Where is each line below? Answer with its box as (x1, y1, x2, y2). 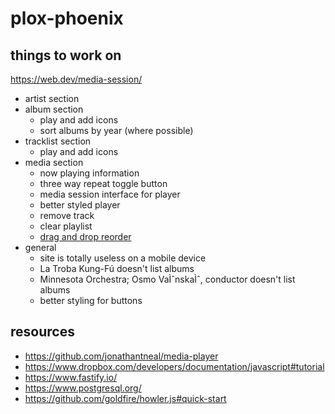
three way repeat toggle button (39, 178, 168, 189)
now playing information (39, 167, 140, 179)
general (24, 242, 57, 253)
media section (24, 157, 84, 168)
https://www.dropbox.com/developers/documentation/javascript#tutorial (24, 360, 325, 372)
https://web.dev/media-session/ (10, 73, 143, 85)
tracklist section (24, 135, 92, 147)
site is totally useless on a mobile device (39, 252, 207, 264)
